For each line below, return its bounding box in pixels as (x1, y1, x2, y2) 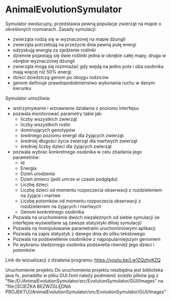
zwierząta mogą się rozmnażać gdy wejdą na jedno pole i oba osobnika (12, 63, 164, 69)
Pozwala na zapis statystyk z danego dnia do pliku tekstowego (12, 230, 145, 237)
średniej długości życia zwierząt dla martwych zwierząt (20, 138, 138, 144)
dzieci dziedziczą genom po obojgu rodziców (12, 74, 109, 80)
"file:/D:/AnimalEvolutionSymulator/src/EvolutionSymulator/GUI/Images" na (5, 277, 164, 284)
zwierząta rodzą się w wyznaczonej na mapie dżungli (12, 36, 125, 42)
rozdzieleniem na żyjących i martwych (20, 203, 101, 209)
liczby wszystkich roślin (20, 121, 71, 127)
